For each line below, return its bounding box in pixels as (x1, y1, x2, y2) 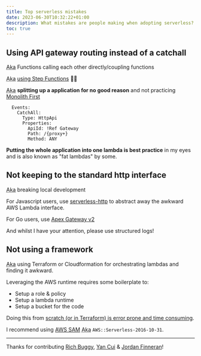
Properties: (22, 120, 52, 126)
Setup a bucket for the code (14, 303, 84, 310)
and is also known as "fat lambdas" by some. (6, 153, 117, 160)
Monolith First (6, 93, 41, 101)
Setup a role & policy (14, 290, 66, 297)
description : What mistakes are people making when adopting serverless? (6, 20, 194, 26)
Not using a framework (6, 245, 94, 255)
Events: (11, 105, 31, 111)
